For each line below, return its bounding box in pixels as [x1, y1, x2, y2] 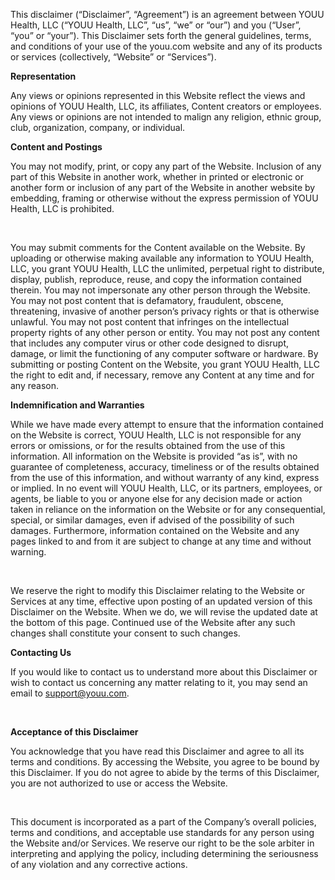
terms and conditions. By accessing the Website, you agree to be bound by [10, 756, 320, 768]
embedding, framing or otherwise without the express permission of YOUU [10, 192, 319, 204]
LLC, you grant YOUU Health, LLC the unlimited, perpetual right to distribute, [10, 263, 325, 274]
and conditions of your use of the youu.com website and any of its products [10, 40, 323, 52]
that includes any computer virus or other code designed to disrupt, [10, 337, 290, 349]
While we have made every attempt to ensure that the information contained [10, 419, 324, 430]
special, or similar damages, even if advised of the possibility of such [10, 514, 295, 526]
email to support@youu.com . [10, 687, 130, 699]
